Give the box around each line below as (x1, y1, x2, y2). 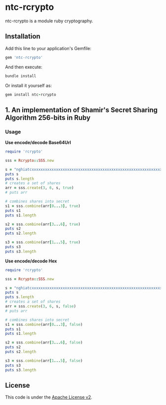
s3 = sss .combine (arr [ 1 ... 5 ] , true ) (5, 240, 81, 245)
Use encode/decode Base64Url (5, 140, 71, 146)
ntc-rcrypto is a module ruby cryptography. (5, 18, 93, 24)
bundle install (5, 73, 37, 78)
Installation (5, 32, 41, 41)
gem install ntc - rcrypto (5, 92, 56, 97)
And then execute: (5, 64, 42, 70)
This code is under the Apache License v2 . (5, 394, 92, 400)
